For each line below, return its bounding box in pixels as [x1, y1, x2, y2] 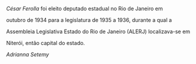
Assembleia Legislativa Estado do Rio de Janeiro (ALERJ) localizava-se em [6, 28, 191, 35]
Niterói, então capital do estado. [6, 40, 85, 46]
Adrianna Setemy [6, 51, 50, 58]
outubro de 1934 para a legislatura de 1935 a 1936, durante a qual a [6, 17, 172, 23]
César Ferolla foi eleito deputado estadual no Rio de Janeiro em [6, 5, 163, 12]
